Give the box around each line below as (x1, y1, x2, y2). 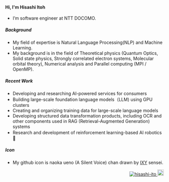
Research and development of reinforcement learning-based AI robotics (12, 130, 162, 136)
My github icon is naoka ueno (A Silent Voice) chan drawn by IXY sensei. (12, 159, 163, 166)
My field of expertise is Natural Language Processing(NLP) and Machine (12, 39, 162, 45)
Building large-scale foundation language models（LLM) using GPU (12, 96, 153, 103)
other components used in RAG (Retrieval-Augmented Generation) (12, 118, 150, 125)
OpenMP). (12, 66, 34, 73)
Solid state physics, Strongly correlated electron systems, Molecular (12, 55, 154, 62)
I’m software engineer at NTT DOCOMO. (12, 15, 97, 21)
